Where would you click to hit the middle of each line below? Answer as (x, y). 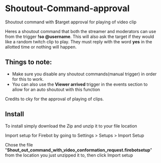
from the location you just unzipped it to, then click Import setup (69, 155)
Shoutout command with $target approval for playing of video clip (71, 22)
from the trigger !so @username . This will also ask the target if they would (80, 36)
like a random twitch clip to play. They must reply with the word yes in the (79, 41)
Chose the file (19, 145)
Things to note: (29, 62)
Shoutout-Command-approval (67, 9)
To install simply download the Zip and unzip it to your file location (71, 126)
